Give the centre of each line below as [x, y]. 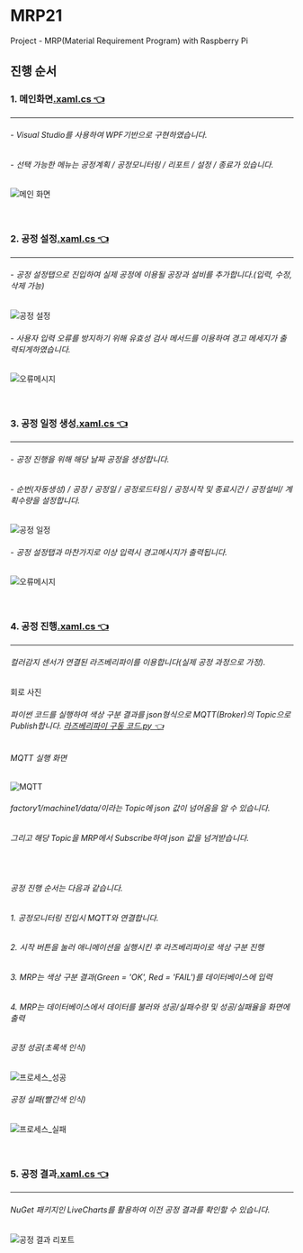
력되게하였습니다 [40, 349]
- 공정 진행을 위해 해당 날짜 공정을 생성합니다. [90, 460]
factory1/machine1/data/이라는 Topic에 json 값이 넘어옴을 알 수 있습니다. [140, 809]
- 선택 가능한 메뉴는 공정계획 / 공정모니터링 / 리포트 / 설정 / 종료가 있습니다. [142, 164]
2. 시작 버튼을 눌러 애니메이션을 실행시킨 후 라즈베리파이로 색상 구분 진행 [137, 947]
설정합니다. [60, 500]
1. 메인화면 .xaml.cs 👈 [58, 99]
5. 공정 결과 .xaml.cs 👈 [59, 1174]
